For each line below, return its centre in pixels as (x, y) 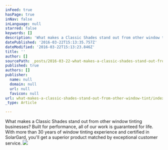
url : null (20, 89)
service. (13, 143)
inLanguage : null (23, 24)
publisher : (16, 75)
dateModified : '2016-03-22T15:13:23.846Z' (50, 47)
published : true (22, 65)
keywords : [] (19, 33)
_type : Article (21, 103)
